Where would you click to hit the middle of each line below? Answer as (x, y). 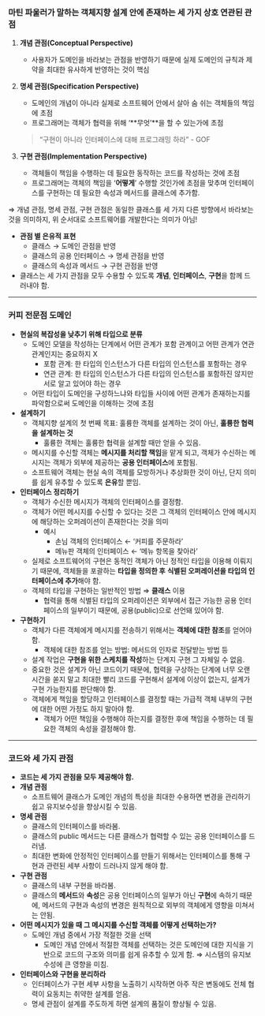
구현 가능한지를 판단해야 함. (73, 689)
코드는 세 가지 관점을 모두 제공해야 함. (77, 777)
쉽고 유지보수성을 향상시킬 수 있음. (84, 806)
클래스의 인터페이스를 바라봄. (76, 826)
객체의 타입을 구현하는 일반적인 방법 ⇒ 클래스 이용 (108, 590)
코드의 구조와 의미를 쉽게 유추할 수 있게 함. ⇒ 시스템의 (147, 954)
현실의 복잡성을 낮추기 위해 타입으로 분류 (81, 334)
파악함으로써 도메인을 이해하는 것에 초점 (93, 403)
